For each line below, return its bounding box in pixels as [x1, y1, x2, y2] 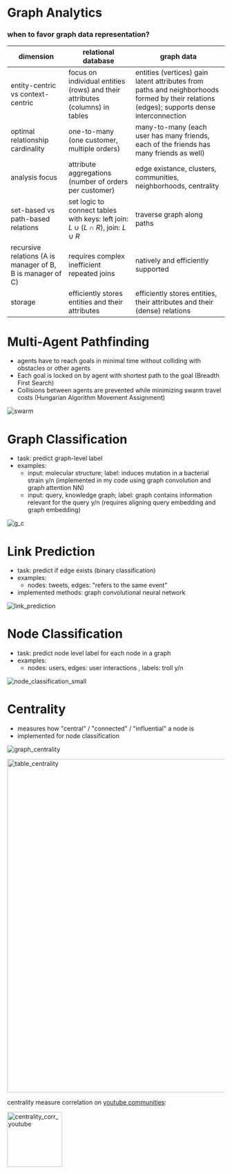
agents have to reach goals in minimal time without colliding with [17, 357, 202, 365]
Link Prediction [7, 543, 95, 559]
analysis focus [10, 173, 57, 182]
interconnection [135, 111, 186, 121]
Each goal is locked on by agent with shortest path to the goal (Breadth [17, 371, 220, 380]
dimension [18, 52, 54, 62]
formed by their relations [135, 94, 215, 103]
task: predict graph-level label [17, 454, 103, 462]
